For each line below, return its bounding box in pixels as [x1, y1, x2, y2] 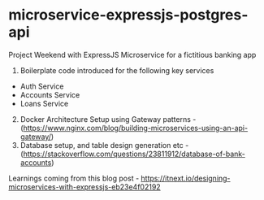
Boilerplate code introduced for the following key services [19, 65, 214, 75]
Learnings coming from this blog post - [8, 173, 140, 183]
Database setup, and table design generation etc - [19, 140, 189, 150]
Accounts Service [19, 89, 80, 99]
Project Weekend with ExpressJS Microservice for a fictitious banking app [8, 50, 257, 59]
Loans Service [19, 98, 69, 108]
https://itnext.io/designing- [141, 173, 231, 183]
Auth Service [19, 81, 64, 91]
